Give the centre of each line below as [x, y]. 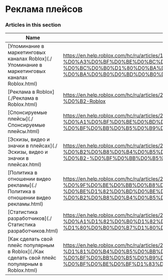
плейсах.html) [24, 165]
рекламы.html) [25, 204]
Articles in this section [33, 25]
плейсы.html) [24, 131]
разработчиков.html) [33, 231]
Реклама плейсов [44, 9]
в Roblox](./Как [26, 251]
